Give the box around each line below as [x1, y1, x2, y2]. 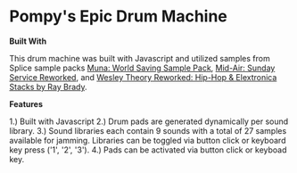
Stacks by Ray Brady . [9, 81, 87, 92]
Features [9, 98, 43, 109]
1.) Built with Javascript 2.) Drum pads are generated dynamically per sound [9, 116, 289, 127]
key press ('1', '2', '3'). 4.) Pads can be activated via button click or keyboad [9, 144, 287, 155]
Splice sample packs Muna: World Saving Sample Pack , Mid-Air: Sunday [9, 62, 276, 73]
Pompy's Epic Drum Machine [9, 6, 227, 27]
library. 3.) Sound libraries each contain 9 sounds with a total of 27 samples [9, 125, 287, 136]
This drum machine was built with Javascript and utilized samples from [9, 53, 270, 63]
